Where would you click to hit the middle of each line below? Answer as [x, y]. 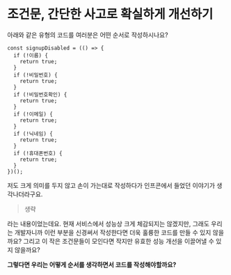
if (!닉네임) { [33, 134]
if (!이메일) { [33, 114]
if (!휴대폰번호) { [38, 153]
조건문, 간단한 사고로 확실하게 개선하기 [110, 14]
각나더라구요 [24, 194]
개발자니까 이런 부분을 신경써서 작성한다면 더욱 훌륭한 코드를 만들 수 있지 [113, 232]
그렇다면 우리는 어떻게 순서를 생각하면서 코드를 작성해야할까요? [92, 265]
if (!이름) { [31, 55]
